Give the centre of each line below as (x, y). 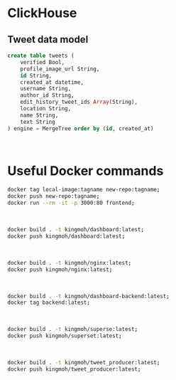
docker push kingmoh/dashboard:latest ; (66, 236)
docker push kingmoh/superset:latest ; (65, 336)
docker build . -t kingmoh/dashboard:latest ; (76, 230)
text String (38, 122)
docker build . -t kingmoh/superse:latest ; (73, 329)
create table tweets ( (41, 56)
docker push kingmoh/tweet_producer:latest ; (74, 369)
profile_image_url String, (60, 69)
